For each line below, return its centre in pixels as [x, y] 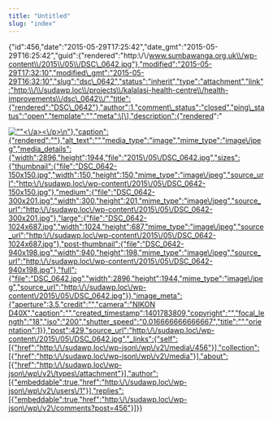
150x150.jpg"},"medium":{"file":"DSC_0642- [82, 192]
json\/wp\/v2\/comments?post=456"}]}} [76, 408]
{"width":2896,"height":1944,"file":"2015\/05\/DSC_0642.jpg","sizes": [124, 157]
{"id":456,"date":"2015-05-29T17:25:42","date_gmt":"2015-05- [113, 46]
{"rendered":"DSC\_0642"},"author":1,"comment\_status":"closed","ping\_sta [136, 107]
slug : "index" [32, 24]
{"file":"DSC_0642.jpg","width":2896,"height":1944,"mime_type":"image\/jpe [136, 278]
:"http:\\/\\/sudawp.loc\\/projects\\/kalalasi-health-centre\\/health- [119, 89]
